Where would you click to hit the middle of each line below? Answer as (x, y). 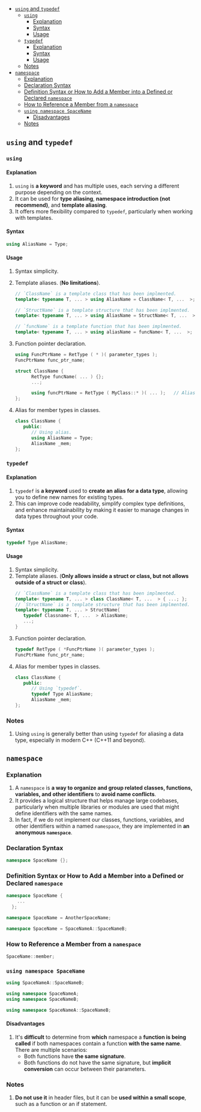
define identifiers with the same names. (64, 813)
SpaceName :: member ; (31, 957)
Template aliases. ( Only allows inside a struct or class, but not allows (102, 576)
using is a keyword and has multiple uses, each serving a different (97, 186)
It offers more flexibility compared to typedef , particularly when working (104, 211)
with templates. (34, 217)
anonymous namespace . (43, 832)
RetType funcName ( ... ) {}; (67, 377)
